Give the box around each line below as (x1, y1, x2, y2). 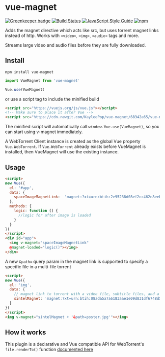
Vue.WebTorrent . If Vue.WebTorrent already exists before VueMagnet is (5, 143, 146, 149)
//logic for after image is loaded (18, 213, 91, 218)
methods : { (9, 204, 32, 209)
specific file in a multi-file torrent (5, 263, 71, 270)
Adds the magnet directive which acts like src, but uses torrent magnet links (5, 27, 159, 33)
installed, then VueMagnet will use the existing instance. (5, 149, 119, 155)
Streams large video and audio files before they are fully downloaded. (5, 42, 146, 48)
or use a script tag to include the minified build (5, 96, 99, 102)
